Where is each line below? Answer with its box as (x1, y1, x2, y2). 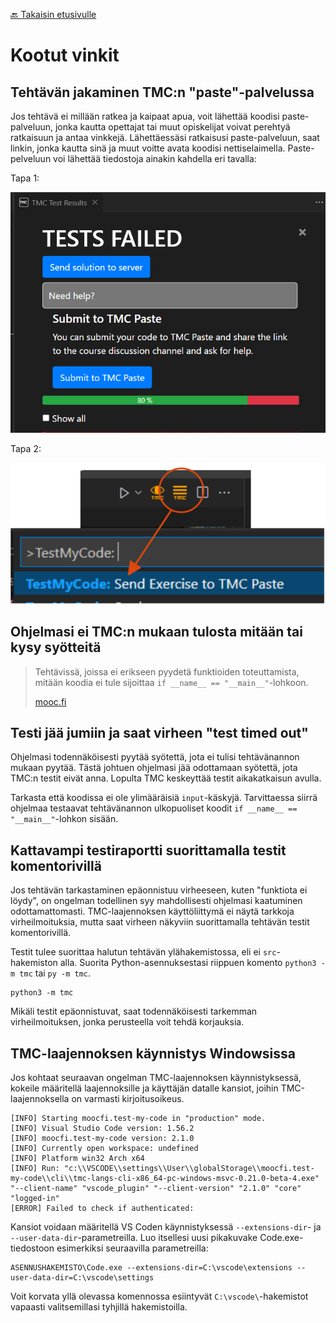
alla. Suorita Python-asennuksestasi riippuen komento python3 (59, 957, 317, 969)
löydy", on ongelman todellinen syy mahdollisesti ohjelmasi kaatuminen (10, 895, 303, 907)
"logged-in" (10, 1194, 60, 1204)
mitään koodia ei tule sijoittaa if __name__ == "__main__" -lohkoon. (34, 676, 309, 688)
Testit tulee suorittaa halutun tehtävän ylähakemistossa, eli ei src (10, 946, 277, 958)
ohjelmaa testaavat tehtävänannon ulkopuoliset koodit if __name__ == (10, 802, 298, 814)
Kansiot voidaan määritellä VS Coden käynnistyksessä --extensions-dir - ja (10, 1221, 322, 1233)
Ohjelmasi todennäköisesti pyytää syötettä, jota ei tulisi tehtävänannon (10, 751, 300, 763)
